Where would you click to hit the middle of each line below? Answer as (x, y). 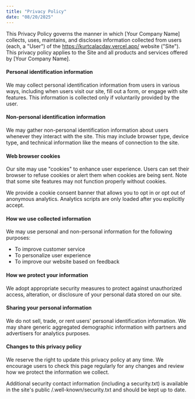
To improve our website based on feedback (67, 262)
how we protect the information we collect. (58, 372)
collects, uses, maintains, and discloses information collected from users (94, 40)
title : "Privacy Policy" (36, 11)
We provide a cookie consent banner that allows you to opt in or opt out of (96, 193)
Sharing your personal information (49, 308)
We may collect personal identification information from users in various (93, 85)
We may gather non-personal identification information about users (87, 130)
